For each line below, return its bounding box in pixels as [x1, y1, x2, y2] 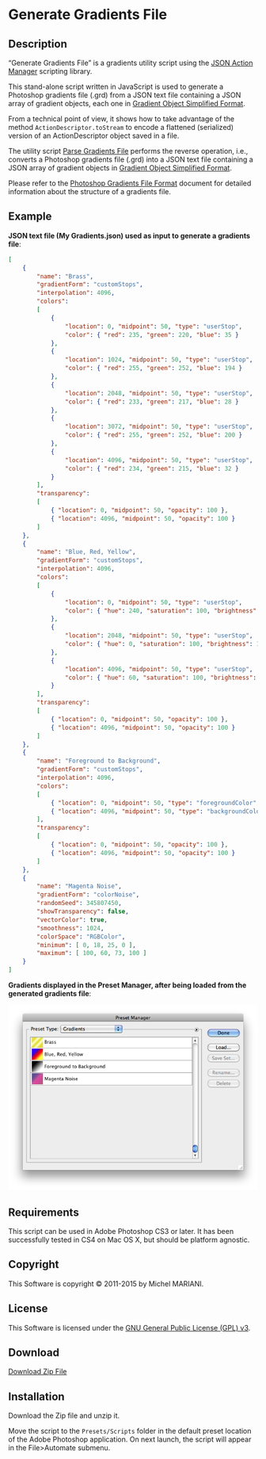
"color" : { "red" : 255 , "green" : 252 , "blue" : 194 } [64, 365, 243, 372]
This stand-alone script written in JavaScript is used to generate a [8, 82, 224, 91]
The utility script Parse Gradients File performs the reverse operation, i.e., [8, 147, 249, 155]
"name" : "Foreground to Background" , [36, 757, 161, 766]
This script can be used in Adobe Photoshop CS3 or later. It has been [8, 1227, 234, 1236]
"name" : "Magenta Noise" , [36, 882, 123, 891]
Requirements [8, 1205, 79, 1219]
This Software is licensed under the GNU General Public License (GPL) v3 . [8, 1323, 251, 1332]
